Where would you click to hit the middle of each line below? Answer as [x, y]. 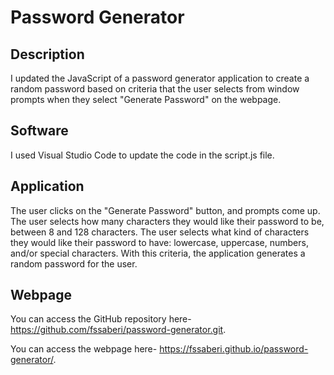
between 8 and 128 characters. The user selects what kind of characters [160, 232]
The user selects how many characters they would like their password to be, [167, 221]
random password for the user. [74, 263]
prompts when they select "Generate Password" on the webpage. [146, 99]
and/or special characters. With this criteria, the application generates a [158, 253]
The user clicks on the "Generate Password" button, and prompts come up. [165, 210]
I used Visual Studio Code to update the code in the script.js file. [142, 155]
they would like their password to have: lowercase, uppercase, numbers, [159, 242]
